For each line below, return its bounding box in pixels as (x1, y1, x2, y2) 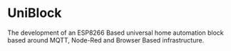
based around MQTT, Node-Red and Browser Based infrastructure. (7, 35, 205, 44)
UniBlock (7, 5, 62, 21)
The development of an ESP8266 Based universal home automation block (7, 28, 225, 37)
